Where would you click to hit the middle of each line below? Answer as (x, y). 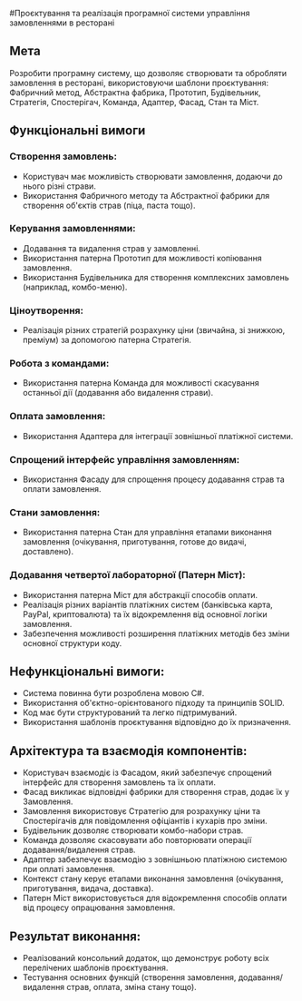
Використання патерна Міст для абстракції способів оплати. (140, 594)
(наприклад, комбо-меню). (75, 287)
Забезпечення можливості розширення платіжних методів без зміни (156, 633)
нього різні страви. (59, 186)
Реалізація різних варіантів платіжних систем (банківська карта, (148, 604)
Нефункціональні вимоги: (87, 671)
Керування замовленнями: (73, 229)
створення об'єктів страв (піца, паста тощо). (109, 205)
